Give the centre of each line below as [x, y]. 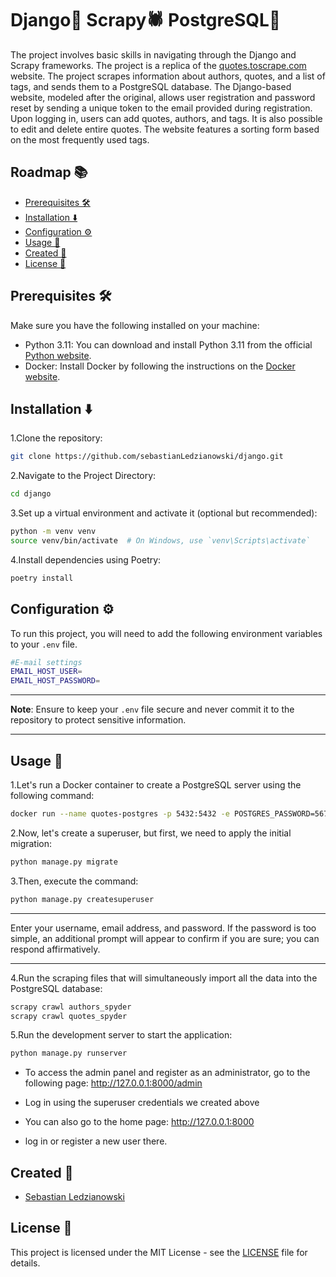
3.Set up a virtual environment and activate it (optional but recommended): [164, 513]
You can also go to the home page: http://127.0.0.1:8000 [139, 1122]
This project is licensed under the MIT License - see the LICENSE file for [159, 1252]
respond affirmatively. [55, 949]
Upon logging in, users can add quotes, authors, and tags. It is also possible [166, 118]
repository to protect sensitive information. [98, 720]
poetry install [42, 578]
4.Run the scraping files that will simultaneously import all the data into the [164, 978]
